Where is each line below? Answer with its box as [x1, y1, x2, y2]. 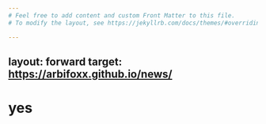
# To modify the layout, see [8, 19, 104, 27]
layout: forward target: [8, 54, 123, 68]
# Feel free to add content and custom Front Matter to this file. [8, 11, 236, 20]
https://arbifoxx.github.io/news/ [8, 67, 173, 81]
